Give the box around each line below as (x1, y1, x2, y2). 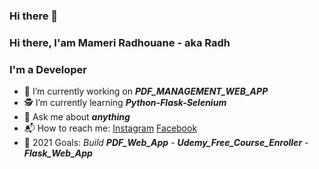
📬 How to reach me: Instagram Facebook (23, 122, 198, 134)
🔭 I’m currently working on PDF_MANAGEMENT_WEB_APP (23, 85, 269, 98)
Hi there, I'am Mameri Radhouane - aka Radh (9, 35, 231, 49)
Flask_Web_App (23, 147, 93, 159)
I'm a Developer (9, 62, 88, 76)
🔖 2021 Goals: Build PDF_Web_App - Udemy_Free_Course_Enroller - (23, 137, 309, 149)
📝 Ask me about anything (23, 111, 131, 123)
